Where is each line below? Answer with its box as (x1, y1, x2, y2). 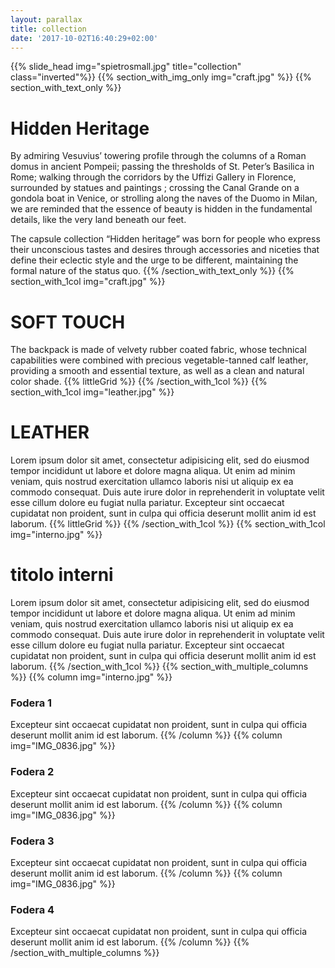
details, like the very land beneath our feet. (10, 214, 187, 226)
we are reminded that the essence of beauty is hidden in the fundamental (10, 203, 313, 215)
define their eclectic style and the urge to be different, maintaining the (10, 254, 299, 266)
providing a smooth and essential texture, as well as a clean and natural (10, 365, 305, 377)
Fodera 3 (10, 834, 55, 848)
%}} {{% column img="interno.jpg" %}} (10, 671, 173, 683)
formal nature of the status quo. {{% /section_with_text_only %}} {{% (10, 265, 295, 277)
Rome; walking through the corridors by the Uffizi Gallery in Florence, (10, 171, 297, 183)
